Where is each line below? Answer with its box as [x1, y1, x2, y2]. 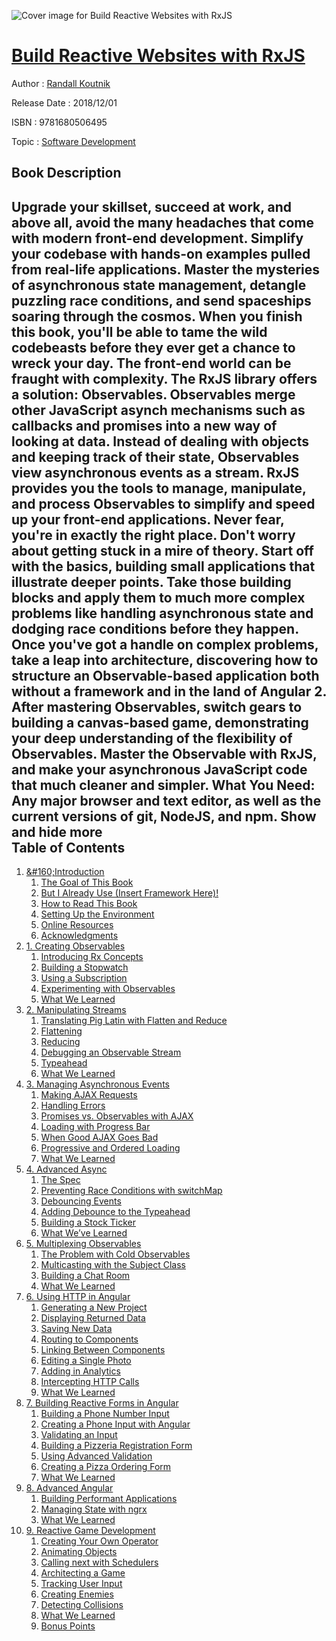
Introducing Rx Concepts [40, 951, 144, 963]
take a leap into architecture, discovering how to [11, 651, 319, 669]
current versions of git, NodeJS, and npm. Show [11, 808, 317, 825]
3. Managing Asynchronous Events [25, 1078, 170, 1090]
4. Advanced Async [25, 1163, 108, 1175]
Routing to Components [40, 1333, 139, 1345]
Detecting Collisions [40, 1599, 124, 1611]
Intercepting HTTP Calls [40, 1376, 140, 1388]
